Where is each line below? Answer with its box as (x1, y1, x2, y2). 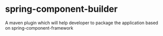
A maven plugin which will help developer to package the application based (5, 20, 159, 26)
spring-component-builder (5, 3, 118, 15)
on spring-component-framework (5, 25, 73, 31)
